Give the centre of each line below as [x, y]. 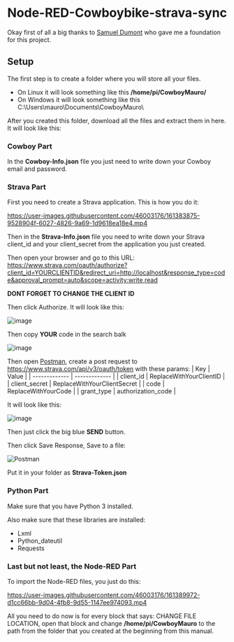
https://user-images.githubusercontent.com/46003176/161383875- [104, 216]
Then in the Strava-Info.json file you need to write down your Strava [106, 237]
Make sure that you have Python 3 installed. [71, 506]
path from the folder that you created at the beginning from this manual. [111, 631]
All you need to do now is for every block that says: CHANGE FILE [102, 616]
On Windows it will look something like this [79, 99]
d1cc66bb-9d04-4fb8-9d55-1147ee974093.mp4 [77, 602]
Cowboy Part [30, 146]
